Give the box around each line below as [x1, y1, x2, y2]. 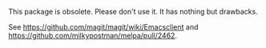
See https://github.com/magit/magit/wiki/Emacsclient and [8, 22, 199, 31]
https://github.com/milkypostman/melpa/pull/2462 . [8, 31, 178, 40]
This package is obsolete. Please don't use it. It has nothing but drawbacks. [8, 7, 258, 16]
